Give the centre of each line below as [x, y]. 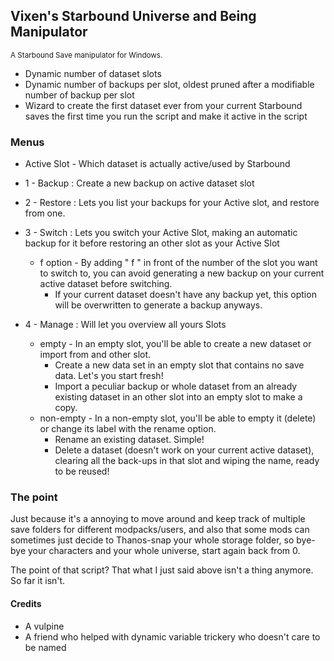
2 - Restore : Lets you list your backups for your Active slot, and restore [172, 203]
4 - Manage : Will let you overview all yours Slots [125, 325]
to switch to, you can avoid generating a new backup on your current [182, 273]
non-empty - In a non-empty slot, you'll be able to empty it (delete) [178, 418]
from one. [45, 213]
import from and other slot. [95, 355]
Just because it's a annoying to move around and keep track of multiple [158, 519]
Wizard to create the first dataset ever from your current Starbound [163, 105]
